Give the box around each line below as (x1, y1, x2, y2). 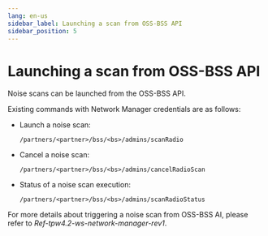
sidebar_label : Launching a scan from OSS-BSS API (7, 19, 183, 28)
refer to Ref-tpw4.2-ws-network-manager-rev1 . (7, 218, 167, 228)
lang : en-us (7, 11, 48, 20)
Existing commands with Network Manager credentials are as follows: (7, 105, 241, 114)
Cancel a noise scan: (19, 150, 90, 160)
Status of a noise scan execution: (19, 180, 132, 190)
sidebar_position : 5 (7, 27, 78, 35)
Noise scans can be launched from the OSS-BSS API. (7, 88, 186, 98)
